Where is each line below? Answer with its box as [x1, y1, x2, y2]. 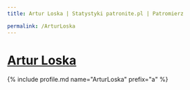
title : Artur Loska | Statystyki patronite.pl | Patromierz [7, 10, 184, 17]
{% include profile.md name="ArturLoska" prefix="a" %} [7, 75, 169, 84]
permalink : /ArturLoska [7, 22, 76, 30]
